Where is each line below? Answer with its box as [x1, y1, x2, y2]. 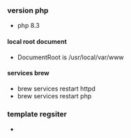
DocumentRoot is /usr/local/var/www [17, 53, 124, 61]
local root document [7, 37, 68, 45]
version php [7, 6, 49, 15]
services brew [7, 69, 50, 77]
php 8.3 [17, 22, 40, 30]
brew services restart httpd [17, 84, 96, 93]
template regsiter [7, 109, 68, 118]
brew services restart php [17, 91, 92, 100]
